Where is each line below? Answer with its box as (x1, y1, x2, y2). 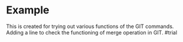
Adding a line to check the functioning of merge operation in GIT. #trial (6, 29, 178, 36)
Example (6, 3, 49, 17)
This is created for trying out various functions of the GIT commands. (6, 23, 174, 30)
